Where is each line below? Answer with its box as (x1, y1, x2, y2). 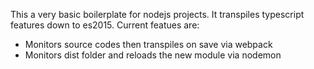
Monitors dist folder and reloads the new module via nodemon (24, 49, 282, 61)
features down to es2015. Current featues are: (10, 19, 200, 31)
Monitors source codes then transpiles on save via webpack (24, 39, 273, 50)
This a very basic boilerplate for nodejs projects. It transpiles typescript (10, 9, 305, 20)
